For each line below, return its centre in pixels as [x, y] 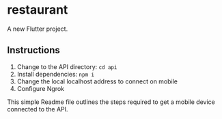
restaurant [38, 10]
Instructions [33, 50]
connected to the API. [38, 109]
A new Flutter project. [38, 29]
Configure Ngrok [41, 88]
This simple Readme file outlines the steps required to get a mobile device [111, 102]
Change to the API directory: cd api [67, 66]
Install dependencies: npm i [55, 74]
